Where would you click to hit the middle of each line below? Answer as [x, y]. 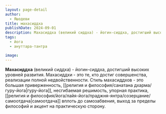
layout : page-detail [26, 10]
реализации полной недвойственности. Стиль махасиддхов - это [74, 80]
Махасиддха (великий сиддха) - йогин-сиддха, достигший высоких [77, 69]
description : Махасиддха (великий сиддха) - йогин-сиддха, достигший [78, 33]
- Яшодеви [20, 19]
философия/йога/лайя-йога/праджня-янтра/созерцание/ [90, 95]
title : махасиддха [24, 23]
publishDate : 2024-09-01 [31, 28]
